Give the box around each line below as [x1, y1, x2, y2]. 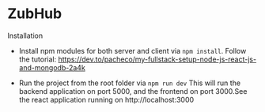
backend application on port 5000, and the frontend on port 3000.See [18, 86, 248, 95]
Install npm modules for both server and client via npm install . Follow [18, 46, 247, 55]
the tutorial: [18, 54, 57, 64]
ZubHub [7, 5, 62, 23]
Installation [7, 31, 44, 40]
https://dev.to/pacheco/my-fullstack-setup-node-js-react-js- [58, 54, 257, 64]
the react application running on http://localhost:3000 [18, 95, 195, 104]
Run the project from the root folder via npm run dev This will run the [18, 78, 241, 88]
